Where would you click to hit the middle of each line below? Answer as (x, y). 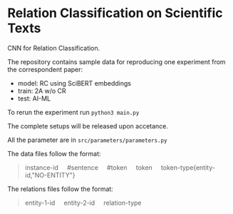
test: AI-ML (34, 98)
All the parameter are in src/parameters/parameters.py (87, 140)
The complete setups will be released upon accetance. (88, 126)
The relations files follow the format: (61, 189)
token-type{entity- (188, 167)
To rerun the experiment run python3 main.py (73, 112)
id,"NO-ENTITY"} (50, 175)
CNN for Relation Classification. (54, 48)
